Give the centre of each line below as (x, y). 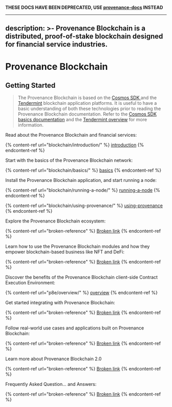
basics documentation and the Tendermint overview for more (82, 120)
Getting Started (30, 85)
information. (30, 125)
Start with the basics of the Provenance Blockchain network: (69, 160)
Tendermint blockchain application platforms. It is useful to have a (87, 103)
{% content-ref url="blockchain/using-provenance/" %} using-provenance (84, 206)
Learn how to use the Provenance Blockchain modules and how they (78, 247)
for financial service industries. (57, 44)
